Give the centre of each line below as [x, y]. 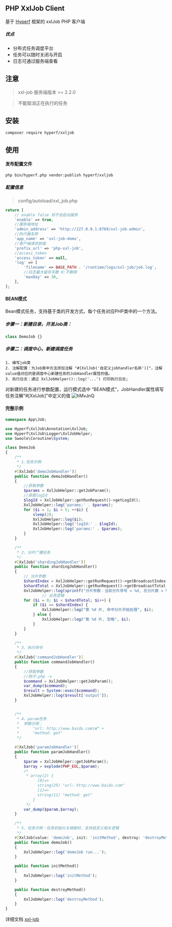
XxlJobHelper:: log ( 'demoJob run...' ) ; [65, 852]
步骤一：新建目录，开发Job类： [39, 324]
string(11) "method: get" [65, 795]
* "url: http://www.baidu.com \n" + [60, 728]
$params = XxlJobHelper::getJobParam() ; [67, 491]
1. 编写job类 [18, 363]
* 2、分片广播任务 [34, 552]
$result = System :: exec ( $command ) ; [62, 691]
